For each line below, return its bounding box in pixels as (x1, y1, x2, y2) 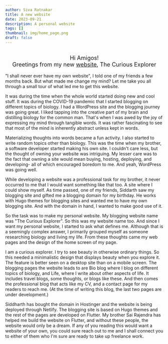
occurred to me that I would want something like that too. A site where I (5, 181, 153, 188)
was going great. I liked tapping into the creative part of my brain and (5, 109, 148, 115)
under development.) (5, 291, 49, 297)
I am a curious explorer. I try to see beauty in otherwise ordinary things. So (5, 249, 159, 255)
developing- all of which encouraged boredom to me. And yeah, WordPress (5, 161, 161, 167)
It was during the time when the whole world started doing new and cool (5, 93, 155, 99)
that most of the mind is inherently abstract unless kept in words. (5, 125, 139, 131)
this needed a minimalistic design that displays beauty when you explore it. (5, 254, 160, 260)
